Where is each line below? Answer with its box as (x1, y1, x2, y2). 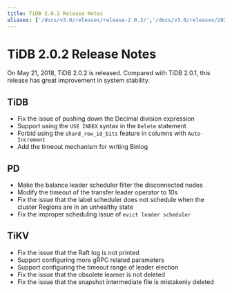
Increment (17, 137, 46, 143)
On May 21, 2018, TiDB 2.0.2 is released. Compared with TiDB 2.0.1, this (7, 69, 211, 77)
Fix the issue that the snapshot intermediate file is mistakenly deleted (17, 277, 214, 286)
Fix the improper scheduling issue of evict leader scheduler (17, 210, 191, 219)
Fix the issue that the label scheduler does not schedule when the (17, 196, 205, 204)
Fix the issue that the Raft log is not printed (17, 248, 139, 256)
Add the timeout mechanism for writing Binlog (17, 143, 148, 151)
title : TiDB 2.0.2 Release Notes (7, 10, 104, 17)
